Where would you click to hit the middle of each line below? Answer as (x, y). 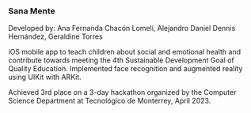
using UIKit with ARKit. (45, 77)
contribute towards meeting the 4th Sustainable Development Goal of (122, 60)
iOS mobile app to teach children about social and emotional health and (125, 52)
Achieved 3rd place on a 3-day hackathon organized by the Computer (122, 92)
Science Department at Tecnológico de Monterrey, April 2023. (110, 101)
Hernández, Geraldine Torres (55, 36)
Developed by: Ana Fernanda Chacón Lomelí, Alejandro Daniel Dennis (122, 28)
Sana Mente (32, 11)
